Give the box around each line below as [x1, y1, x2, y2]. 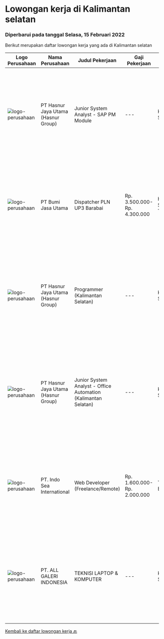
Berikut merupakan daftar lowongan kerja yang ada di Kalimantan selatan [5, 43, 152, 48]
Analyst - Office [74, 383, 111, 389]
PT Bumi [41, 199, 60, 205]
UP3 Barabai [74, 205, 103, 211]
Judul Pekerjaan [78, 57, 117, 64]
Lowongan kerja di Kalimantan [5, 3, 131, 15]
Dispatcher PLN [74, 199, 111, 205]
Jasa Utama [41, 205, 68, 211]
